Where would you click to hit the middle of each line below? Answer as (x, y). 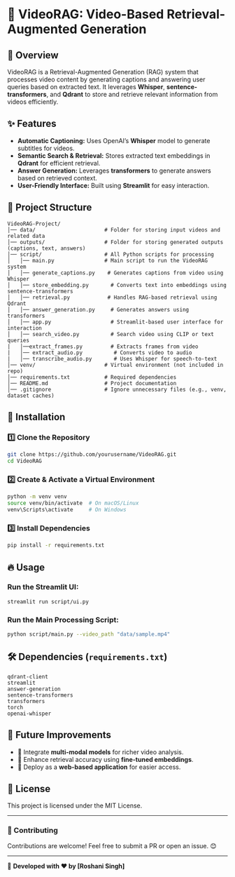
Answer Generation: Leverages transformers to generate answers (114, 170)
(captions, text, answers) (47, 248)
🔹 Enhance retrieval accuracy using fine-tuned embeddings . (105, 759)
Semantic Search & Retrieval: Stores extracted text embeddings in (114, 155)
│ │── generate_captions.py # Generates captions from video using (115, 273)
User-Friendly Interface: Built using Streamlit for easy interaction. (113, 185)
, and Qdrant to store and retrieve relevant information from (132, 94)
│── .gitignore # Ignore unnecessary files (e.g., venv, (117, 389)
